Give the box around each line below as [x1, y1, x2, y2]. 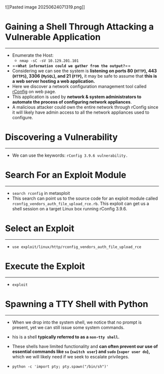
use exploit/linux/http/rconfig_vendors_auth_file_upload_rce [12, 244, 142, 249]
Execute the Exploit [5, 261, 85, 271]
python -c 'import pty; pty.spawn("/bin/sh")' [12, 364, 109, 369]
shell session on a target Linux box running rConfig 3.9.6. [12, 206, 127, 211]
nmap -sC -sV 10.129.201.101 [19, 58, 79, 63]
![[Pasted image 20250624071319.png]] [5, 4, 85, 10]
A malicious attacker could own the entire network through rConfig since [12, 104, 159, 110]
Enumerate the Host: [12, 52, 54, 58]
